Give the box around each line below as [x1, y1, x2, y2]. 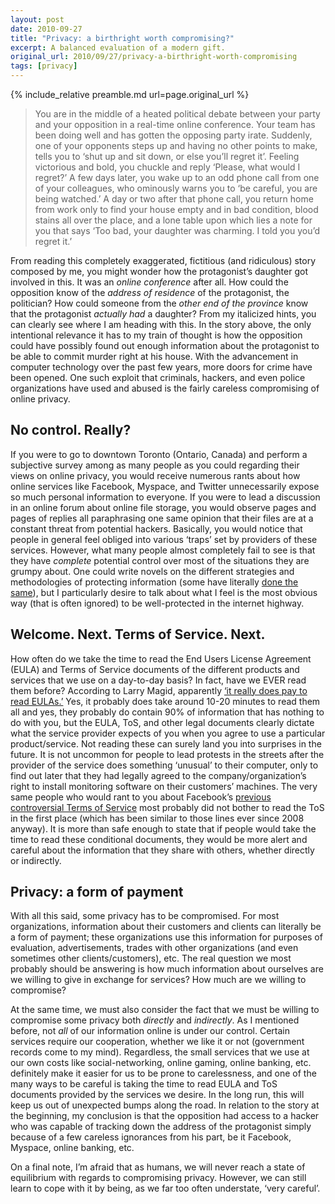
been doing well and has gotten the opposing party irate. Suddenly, [34, 129, 313, 141]
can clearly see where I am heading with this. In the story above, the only [10, 319, 312, 330]
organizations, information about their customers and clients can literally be [10, 921, 322, 933]
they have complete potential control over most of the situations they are [10, 554, 310, 566]
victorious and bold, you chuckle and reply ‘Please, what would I [34, 161, 301, 173]
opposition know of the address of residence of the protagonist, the [10, 287, 290, 298]
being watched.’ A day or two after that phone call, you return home [34, 193, 314, 205]
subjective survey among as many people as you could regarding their [10, 459, 300, 471]
